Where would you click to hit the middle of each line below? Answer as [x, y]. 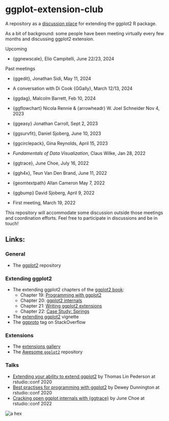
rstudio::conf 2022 [32, 403]
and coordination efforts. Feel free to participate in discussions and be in [81, 218]
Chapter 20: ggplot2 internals [51, 300]
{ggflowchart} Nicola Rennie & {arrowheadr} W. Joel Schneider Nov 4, [86, 108]
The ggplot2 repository [37, 265]
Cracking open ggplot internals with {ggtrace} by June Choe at [79, 398]
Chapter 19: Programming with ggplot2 [61, 295]
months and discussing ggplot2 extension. [50, 39]
